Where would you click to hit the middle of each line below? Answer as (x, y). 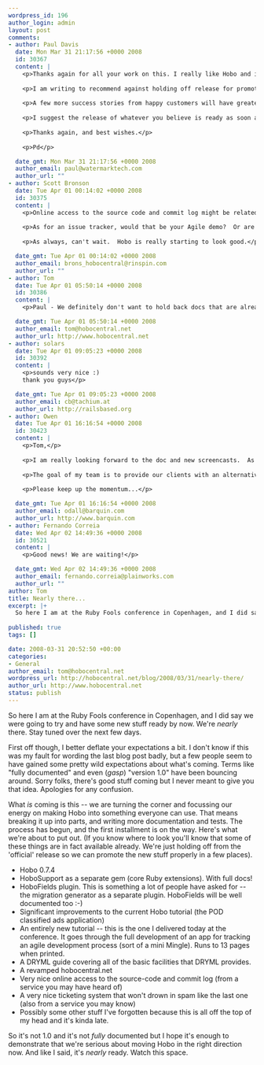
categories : (27, 656)
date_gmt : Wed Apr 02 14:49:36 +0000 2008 (86, 569)
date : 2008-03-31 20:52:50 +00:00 (65, 649)
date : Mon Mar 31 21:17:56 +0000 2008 (79, 52)
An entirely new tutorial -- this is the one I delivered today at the (123, 928)
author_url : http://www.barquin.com (75, 518)
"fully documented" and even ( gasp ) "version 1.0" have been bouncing (123, 772)
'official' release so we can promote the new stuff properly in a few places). (130, 854)
